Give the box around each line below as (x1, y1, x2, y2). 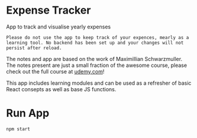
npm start (6, 126, 31, 132)
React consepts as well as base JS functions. (6, 85, 117, 92)
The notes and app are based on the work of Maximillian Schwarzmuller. (6, 55, 182, 62)
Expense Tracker (6, 4, 91, 17)
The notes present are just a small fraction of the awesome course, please (6, 62, 188, 69)
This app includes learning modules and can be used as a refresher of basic (6, 79, 192, 86)
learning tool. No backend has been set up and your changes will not (6, 40, 184, 46)
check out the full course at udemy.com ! (6, 68, 105, 75)
